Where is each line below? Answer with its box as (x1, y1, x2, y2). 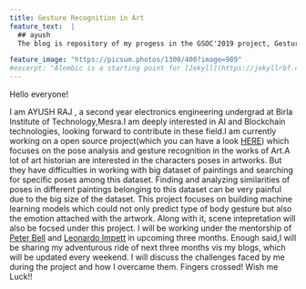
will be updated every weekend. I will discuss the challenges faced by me (9, 252, 285, 263)
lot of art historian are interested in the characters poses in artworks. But (9, 155, 282, 165)
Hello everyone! (9, 88, 69, 99)
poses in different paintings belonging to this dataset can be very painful (9, 184, 282, 194)
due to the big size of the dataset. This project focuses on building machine (9, 193, 293, 204)
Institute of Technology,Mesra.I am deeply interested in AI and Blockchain (9, 116, 286, 127)
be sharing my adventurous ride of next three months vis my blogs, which (9, 243, 287, 253)
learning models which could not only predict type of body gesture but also (9, 203, 292, 214)
